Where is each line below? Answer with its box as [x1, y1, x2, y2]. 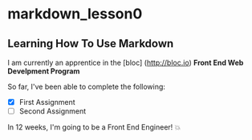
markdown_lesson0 [7, 5, 143, 23]
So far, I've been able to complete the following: [7, 82, 166, 91]
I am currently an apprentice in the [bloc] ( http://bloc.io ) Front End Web [7, 58, 244, 67]
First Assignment [18, 98, 75, 106]
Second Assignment [18, 106, 87, 116]
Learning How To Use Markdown [7, 37, 174, 50]
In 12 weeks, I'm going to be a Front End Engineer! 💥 [7, 122, 181, 132]
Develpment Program [7, 66, 80, 76]
